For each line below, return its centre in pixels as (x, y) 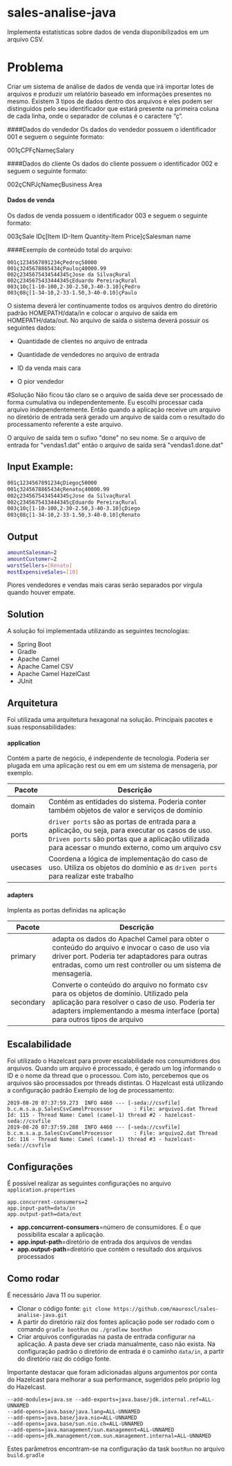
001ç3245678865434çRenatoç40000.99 (58, 489)
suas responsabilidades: (42, 727)
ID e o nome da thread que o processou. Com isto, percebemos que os (108, 1076)
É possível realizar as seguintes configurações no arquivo (89, 1183)
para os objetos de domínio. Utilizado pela (120, 993)
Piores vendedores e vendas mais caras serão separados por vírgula (105, 585)
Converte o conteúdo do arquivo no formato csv (130, 985)
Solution (26, 614)
